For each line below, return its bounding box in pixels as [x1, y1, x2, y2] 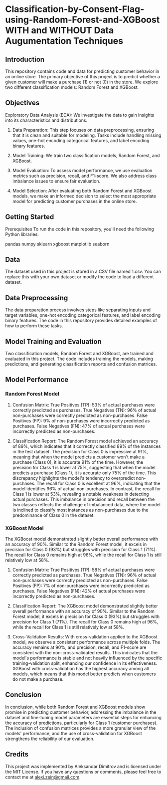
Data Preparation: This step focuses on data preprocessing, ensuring [12, 127, 155, 133]
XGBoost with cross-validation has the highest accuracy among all [12, 666, 149, 672]
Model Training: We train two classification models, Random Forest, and [12, 152, 160, 158]
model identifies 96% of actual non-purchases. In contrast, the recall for [12, 485, 161, 492]
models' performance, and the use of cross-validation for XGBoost [5, 730, 142, 736]
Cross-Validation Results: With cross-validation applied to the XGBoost [12, 634, 158, 640]
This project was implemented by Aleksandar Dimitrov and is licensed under [5, 763, 162, 769]
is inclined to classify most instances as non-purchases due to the [12, 507, 149, 513]
